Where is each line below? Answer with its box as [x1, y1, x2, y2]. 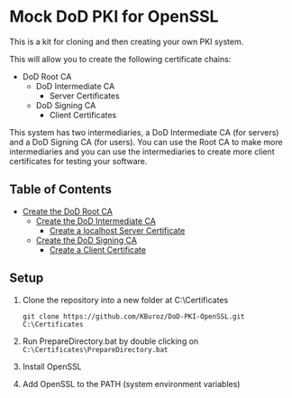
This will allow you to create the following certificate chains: [9, 53, 232, 64]
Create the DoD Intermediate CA [35, 215, 156, 227]
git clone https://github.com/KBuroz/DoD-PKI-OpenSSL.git [22, 311, 245, 321]
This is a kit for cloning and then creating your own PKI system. [9, 36, 244, 47]
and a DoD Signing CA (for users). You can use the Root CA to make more [9, 136, 283, 147]
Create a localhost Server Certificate [49, 225, 186, 236]
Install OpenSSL [22, 361, 83, 372]
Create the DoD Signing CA [35, 235, 138, 245]
